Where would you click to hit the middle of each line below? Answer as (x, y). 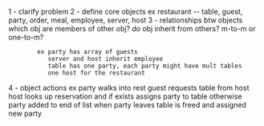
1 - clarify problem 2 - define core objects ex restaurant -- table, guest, (126, 12)
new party (25, 113)
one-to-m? (26, 37)
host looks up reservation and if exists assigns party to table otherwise (125, 96)
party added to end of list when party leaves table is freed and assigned (128, 105)
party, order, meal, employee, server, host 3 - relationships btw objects (126, 20)
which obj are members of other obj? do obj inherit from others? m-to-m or (132, 28)
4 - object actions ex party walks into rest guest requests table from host (129, 88)
